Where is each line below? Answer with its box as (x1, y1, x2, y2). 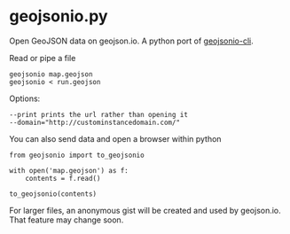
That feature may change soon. (9, 214, 124, 225)
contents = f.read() (25, 174, 101, 183)
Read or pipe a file (9, 52, 76, 63)
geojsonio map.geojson (9, 69, 93, 79)
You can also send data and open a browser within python (9, 133, 222, 144)
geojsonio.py (9, 6, 108, 27)
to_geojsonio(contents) (9, 189, 98, 199)
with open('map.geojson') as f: (9, 166, 129, 175)
